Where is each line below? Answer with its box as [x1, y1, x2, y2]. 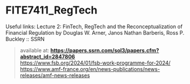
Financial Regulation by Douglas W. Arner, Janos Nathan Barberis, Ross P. [5, 29, 185, 36]
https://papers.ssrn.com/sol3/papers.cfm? [50, 46, 159, 53]
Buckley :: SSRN [5, 35, 45, 42]
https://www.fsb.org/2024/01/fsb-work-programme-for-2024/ [19, 59, 171, 66]
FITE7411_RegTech [5, 4, 98, 17]
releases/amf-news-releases [19, 72, 91, 79]
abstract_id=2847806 [19, 53, 75, 60]
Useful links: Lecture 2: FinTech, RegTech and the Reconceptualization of [5, 23, 183, 30]
